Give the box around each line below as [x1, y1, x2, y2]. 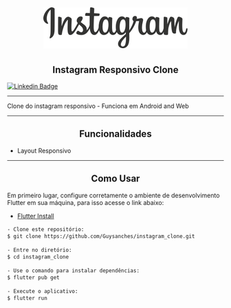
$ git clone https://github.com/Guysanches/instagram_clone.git [7, 232, 195, 240]
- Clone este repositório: [7, 225, 85, 233]
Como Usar [91, 173, 140, 185]
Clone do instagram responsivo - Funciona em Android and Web [7, 102, 189, 110]
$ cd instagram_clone [7, 253, 69, 261]
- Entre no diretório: [7, 246, 72, 254]
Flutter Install [16, 212, 54, 220]
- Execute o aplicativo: [7, 287, 78, 295]
